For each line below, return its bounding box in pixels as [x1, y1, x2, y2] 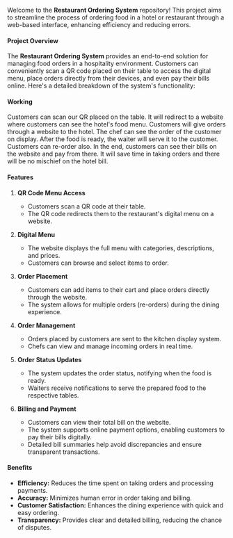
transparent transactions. [27, 448, 100, 456]
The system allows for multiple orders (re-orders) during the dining [27, 300, 220, 309]
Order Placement [17, 272, 68, 280]
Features [7, 173, 33, 181]
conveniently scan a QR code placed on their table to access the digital [7, 67, 211, 75]
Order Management [17, 321, 76, 329]
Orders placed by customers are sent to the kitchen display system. [27, 334, 222, 343]
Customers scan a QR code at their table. [27, 202, 146, 211]
